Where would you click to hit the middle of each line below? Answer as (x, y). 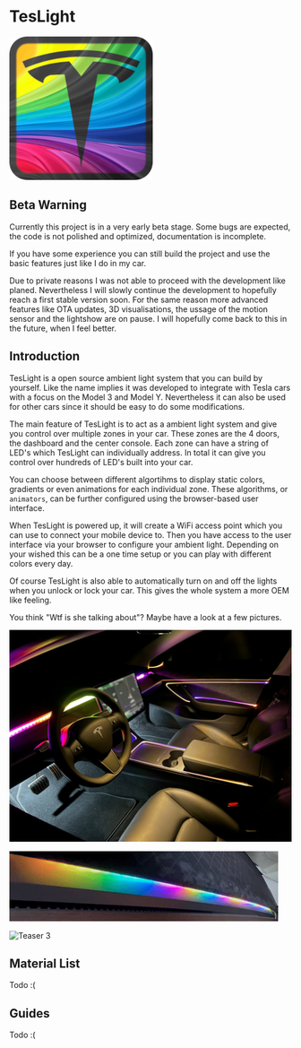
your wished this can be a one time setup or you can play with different (140, 554)
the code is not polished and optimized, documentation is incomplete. (138, 236)
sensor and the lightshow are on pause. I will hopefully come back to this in (148, 318)
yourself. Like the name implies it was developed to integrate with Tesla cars (150, 387)
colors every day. (41, 563)
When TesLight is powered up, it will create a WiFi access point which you (146, 525)
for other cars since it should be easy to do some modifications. (127, 406)
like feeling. (30, 600)
